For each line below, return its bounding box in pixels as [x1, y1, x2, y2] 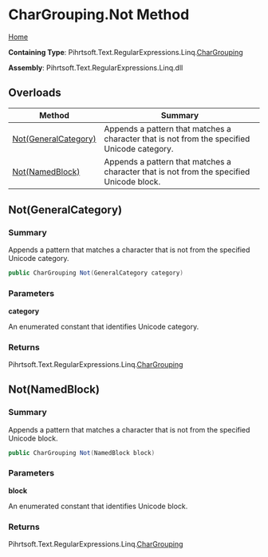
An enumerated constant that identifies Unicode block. [8, 501, 188, 511]
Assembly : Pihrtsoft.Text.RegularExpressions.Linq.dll [8, 62, 183, 73]
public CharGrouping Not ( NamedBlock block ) [8, 448, 156, 456]
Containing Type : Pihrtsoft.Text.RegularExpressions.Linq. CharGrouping [8, 47, 243, 57]
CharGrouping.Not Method [8, 6, 190, 24]
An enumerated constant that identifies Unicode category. [8, 322, 199, 331]
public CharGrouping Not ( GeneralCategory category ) [8, 269, 183, 277]
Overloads [8, 86, 61, 100]
